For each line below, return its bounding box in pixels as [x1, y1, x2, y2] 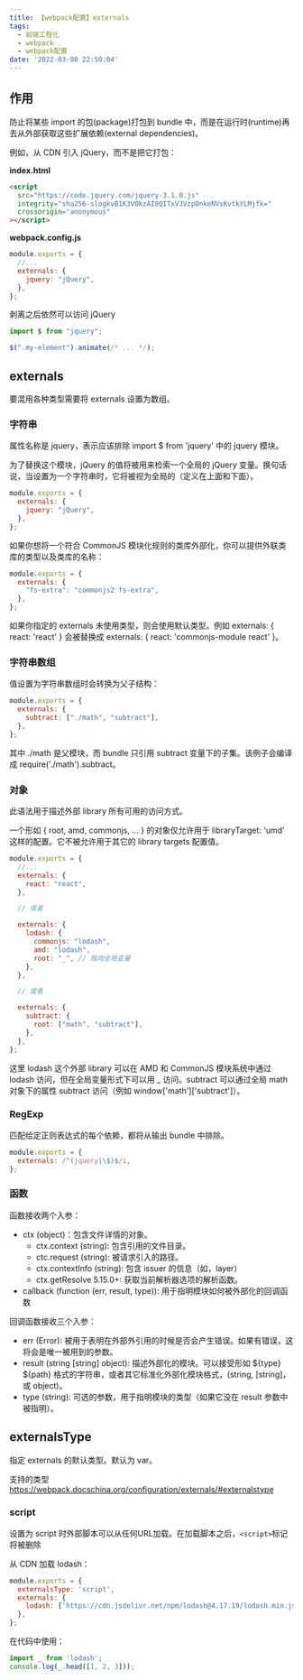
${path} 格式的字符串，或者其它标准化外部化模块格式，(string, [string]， [22, 1369, 291, 1380]
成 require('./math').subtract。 [9, 759, 121, 770]
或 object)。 [22, 1380, 68, 1390]
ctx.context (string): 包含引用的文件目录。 [35, 1240, 191, 1251]
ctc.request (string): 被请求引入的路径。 [35, 1251, 183, 1262]
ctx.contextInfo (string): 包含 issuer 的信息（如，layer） [35, 1262, 243, 1273]
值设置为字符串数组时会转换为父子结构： [9, 678, 160, 689]
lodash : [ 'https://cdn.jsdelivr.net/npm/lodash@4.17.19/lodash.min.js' [25, 1602, 300, 1611]
